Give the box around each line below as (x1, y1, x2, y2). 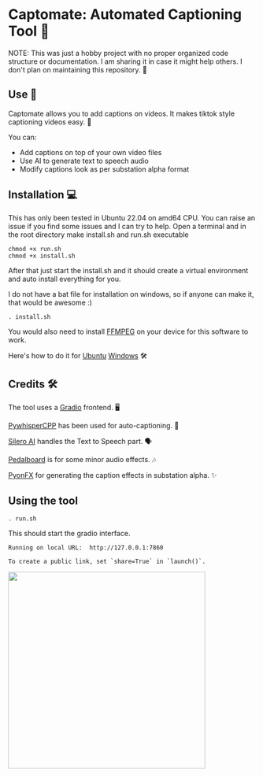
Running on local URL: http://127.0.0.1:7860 (8, 544, 164, 552)
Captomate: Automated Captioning (8, 6, 243, 24)
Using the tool (8, 494, 79, 507)
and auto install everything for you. (8, 274, 121, 283)
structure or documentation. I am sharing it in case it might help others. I (8, 57, 243, 66)
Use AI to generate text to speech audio (19, 156, 150, 165)
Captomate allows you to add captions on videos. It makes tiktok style (8, 109, 235, 118)
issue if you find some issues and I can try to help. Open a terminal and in (8, 221, 246, 231)
